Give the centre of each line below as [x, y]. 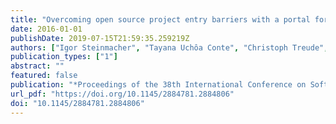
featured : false [44, 76]
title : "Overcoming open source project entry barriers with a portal [160, 19]
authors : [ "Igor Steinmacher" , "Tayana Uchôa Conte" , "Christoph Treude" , [169, 47]
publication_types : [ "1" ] [64, 57]
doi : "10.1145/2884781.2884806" [77, 103]
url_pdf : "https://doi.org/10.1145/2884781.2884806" [122, 94]
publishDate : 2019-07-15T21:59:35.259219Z [100, 38]
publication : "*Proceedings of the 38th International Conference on [158, 85]
